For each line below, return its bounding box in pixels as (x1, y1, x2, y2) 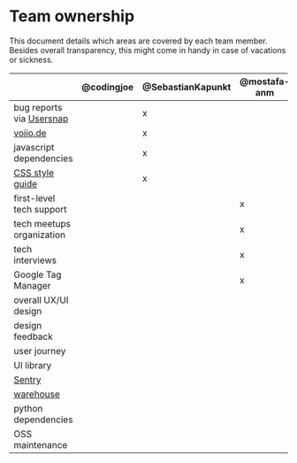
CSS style (13, 166, 55, 179)
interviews (13, 254, 57, 266)
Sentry (13, 374, 42, 386)
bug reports (13, 101, 63, 113)
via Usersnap (13, 112, 69, 125)
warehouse (13, 388, 60, 400)
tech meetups (13, 217, 71, 229)
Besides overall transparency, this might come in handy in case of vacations (9, 44, 286, 55)
